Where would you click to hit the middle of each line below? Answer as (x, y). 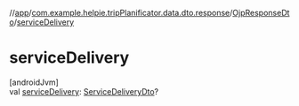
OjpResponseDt (261, 13)
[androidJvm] (34, 82)
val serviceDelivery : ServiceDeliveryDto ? (84, 91)
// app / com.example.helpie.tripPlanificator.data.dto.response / (121, 13)
